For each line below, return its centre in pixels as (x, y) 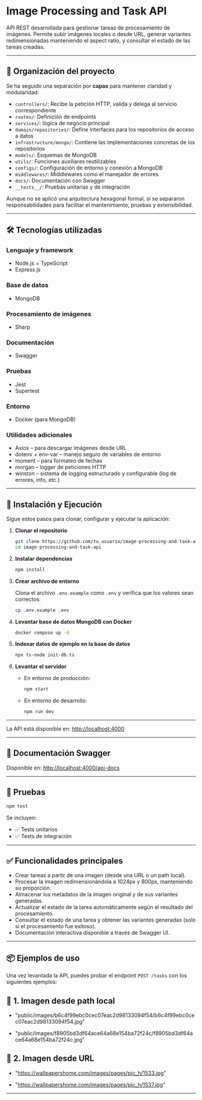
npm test (17, 806)
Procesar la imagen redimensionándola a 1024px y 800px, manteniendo (104, 882)
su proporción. (33, 888)
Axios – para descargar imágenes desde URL (71, 448)
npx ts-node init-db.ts (45, 655)
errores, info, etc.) (37, 480)
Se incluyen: (22, 818)
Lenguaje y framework (40, 251)
